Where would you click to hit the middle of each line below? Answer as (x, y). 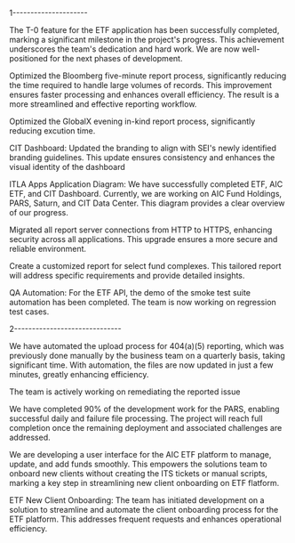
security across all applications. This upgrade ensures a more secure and (144, 239)
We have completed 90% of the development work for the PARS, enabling (144, 409)
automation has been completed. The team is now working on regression (143, 302)
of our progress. (39, 212)
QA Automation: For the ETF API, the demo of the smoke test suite (130, 292)
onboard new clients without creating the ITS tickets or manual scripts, (139, 474)
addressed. (30, 437)
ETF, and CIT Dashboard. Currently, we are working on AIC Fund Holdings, (146, 194)
